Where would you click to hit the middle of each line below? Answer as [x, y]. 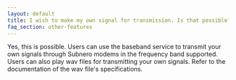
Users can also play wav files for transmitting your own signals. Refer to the [117, 62]
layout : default [31, 14]
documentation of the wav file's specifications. [75, 69]
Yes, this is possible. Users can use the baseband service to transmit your [114, 47]
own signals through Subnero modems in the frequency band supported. [113, 54]
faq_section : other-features [50, 27]
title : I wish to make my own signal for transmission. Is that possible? [119, 20]
